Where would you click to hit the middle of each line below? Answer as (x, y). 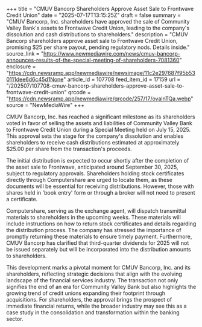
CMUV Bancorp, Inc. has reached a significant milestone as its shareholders (101, 117)
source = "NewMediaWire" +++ (46, 105)
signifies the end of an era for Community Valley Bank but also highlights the (101, 287)
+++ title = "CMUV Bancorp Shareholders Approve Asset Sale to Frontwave (100, 9)
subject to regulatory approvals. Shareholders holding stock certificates (95, 173)
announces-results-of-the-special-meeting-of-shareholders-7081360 (93, 60)
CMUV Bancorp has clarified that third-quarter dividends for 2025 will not (98, 243)
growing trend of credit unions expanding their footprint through (86, 293)
